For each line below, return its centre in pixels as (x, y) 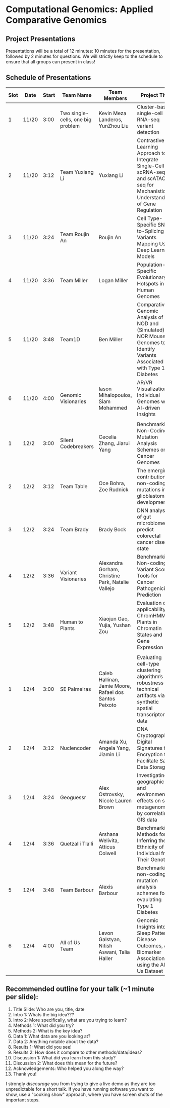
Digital (145, 742)
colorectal (149, 536)
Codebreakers (77, 446)
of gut (144, 516)
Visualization (152, 389)
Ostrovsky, (111, 794)
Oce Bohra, (112, 483)
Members (116, 98)
